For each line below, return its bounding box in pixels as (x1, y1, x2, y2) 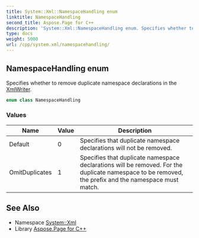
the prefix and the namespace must (79, 175, 179, 184)
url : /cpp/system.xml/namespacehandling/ (6, 42, 110, 48)
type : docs (6, 31, 33, 37)
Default (9, 140, 30, 148)
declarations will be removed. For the (79, 160, 183, 169)
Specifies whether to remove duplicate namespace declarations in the (6, 79, 177, 86)
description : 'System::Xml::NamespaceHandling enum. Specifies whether (6, 25, 187, 31)
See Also (6, 203, 40, 213)
